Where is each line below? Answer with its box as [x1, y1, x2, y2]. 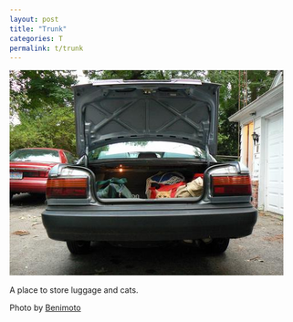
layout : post [9, 15, 59, 24]
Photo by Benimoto [9, 302, 81, 314]
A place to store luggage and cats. [9, 285, 139, 296]
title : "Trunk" [9, 24, 68, 34]
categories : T [9, 34, 64, 43]
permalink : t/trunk [9, 44, 84, 53]
